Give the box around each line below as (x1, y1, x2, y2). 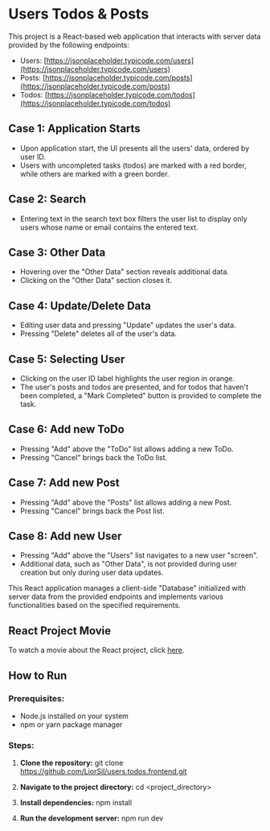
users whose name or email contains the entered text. (19, 222, 198, 232)
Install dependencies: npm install (19, 798, 133, 808)
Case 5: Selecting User (8, 352, 125, 366)
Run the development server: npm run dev (19, 813, 164, 823)
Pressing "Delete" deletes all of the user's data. (19, 329, 177, 339)
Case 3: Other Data (8, 245, 106, 259)
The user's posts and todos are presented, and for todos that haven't (19, 382, 249, 392)
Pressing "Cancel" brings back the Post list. (19, 505, 165, 516)
